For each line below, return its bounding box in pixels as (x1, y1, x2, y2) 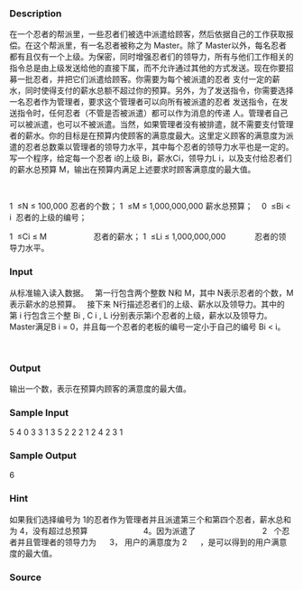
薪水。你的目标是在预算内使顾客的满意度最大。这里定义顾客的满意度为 (24, 130, 286, 142)
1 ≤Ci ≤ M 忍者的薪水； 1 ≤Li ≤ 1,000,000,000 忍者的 (9, 231, 279, 242)
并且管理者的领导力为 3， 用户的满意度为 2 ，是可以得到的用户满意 (16, 536, 288, 548)
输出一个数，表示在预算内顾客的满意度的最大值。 (9, 383, 191, 394)
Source (9, 571, 42, 584)
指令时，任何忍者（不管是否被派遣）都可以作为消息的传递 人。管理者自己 (16, 107, 289, 119)
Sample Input (9, 406, 69, 419)
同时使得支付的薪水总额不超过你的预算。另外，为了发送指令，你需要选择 (24, 85, 294, 97)
